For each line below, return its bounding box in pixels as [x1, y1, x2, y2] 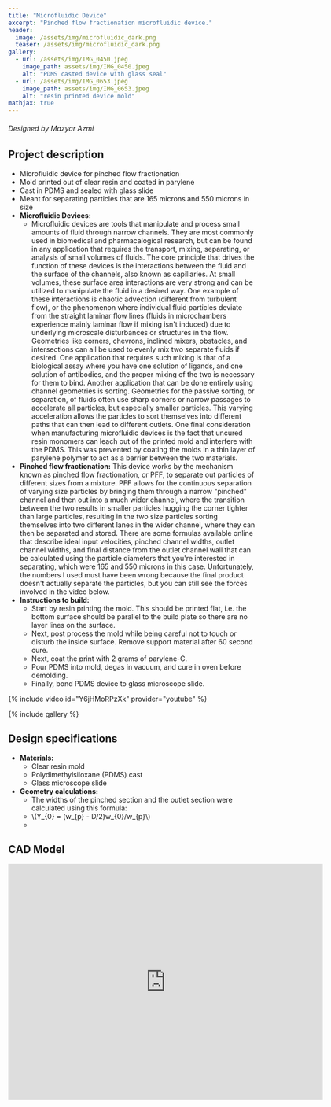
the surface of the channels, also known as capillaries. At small [31, 269, 236, 279]
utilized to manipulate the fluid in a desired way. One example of [31, 286, 240, 295]
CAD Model [8, 843, 65, 856]
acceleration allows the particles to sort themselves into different [31, 411, 242, 421]
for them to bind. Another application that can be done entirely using [31, 378, 253, 387]
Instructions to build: [19, 595, 90, 604]
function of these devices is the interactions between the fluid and [31, 260, 246, 270]
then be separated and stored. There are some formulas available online [19, 528, 254, 537]
